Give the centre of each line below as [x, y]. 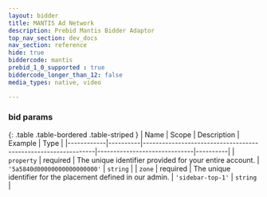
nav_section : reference [48, 45]
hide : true [26, 53]
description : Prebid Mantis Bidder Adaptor [82, 30]
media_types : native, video [55, 82]
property [23, 160]
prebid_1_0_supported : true [57, 68]
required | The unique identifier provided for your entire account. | [151, 160]
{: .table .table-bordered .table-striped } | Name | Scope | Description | [124, 134]
